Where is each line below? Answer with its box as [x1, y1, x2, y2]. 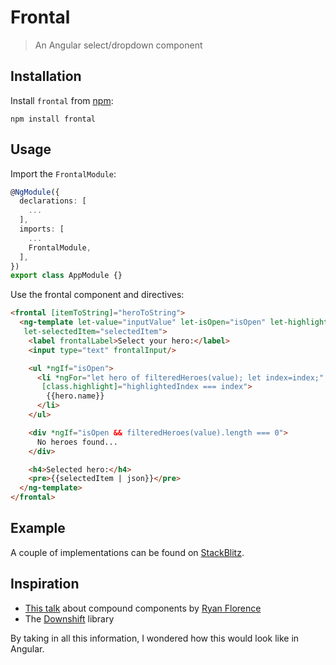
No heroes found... [36, 437, 118, 447]
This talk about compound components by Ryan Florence [24, 602, 262, 614]
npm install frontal [10, 114, 97, 124]
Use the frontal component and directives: [10, 289, 185, 301]
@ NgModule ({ [10, 187, 60, 197]
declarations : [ [19, 196, 87, 206]
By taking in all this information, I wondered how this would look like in [10, 632, 300, 644]
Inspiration [10, 576, 80, 593]
